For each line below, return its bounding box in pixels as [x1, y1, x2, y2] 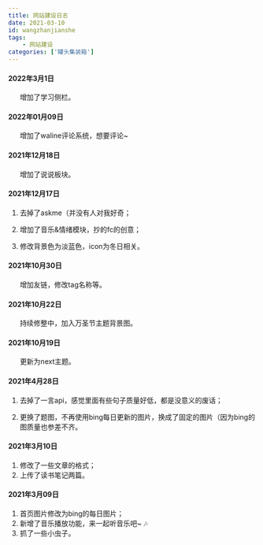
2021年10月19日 [8, 338, 61, 347]
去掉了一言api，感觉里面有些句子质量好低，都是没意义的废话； [19, 395, 223, 405]
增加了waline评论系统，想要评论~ [19, 131, 128, 140]
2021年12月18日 [8, 150, 61, 160]
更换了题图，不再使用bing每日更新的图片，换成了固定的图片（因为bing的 [19, 412, 256, 421]
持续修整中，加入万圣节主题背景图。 [19, 318, 138, 328]
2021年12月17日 [8, 189, 61, 198]
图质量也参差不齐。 [19, 422, 83, 432]
